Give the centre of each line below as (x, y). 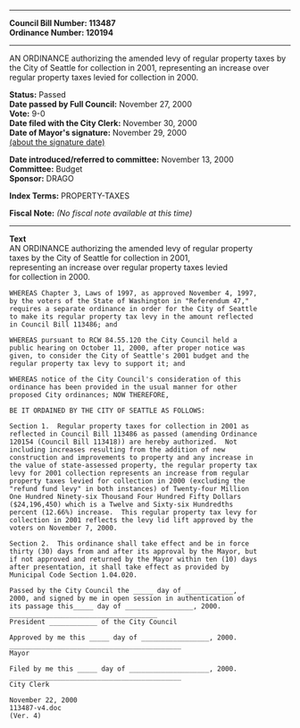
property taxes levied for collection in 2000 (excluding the (127, 481)
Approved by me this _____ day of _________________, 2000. (124, 638)
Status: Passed (38, 94)
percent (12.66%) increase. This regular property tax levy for (133, 512)
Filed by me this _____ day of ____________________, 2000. (124, 669)
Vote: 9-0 (28, 114)
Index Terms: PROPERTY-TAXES (70, 196)
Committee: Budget (46, 169)
